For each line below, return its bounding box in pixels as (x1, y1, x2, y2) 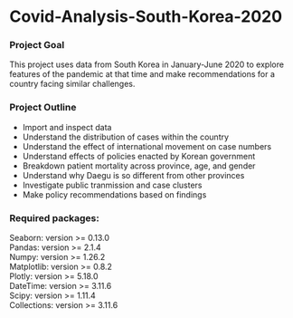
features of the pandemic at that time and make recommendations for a (9, 69, 276, 80)
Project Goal (9, 39, 65, 52)
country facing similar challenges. (9, 79, 136, 90)
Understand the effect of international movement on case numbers (22, 140, 272, 151)
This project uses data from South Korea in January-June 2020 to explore (9, 59, 285, 70)
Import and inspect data (22, 121, 112, 132)
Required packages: (9, 211, 99, 224)
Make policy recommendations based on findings (22, 188, 207, 200)
